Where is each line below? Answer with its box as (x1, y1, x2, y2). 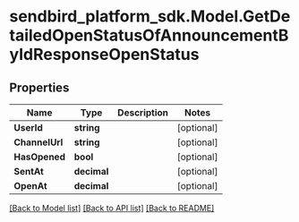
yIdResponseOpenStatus (9, 45, 200, 64)
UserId (13, 122, 43, 133)
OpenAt (13, 180, 47, 192)
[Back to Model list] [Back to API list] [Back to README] (9, 203, 215, 213)
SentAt (13, 166, 45, 177)
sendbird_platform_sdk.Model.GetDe (9, 6, 291, 27)
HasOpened (13, 150, 65, 163)
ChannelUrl (13, 136, 64, 149)
